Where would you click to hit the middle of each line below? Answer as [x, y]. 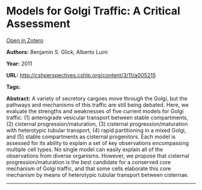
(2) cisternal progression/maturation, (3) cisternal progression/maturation [97, 123]
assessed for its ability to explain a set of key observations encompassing [98, 143]
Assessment [38, 24]
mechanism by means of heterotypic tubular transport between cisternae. [98, 174]
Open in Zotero [25, 40]
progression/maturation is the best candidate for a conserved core [89, 162]
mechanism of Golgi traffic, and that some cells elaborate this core [89, 168]
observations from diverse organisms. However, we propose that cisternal [98, 156]
